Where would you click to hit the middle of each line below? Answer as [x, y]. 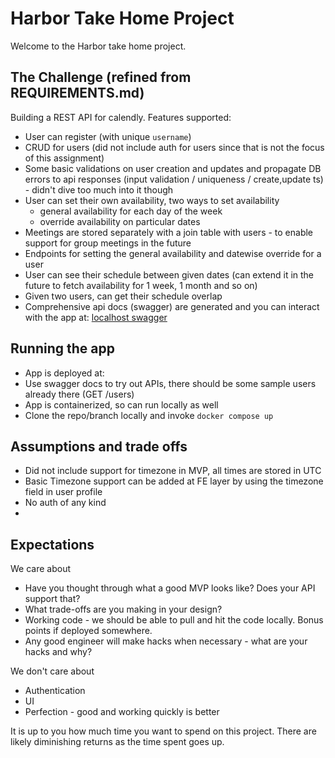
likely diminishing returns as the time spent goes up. [117, 742]
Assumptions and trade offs [99, 446]
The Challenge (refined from [101, 77]
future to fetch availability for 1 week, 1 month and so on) [141, 285]
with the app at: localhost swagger [96, 317]
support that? [52, 599]
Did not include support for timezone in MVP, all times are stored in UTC [173, 471]
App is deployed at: [64, 373]
